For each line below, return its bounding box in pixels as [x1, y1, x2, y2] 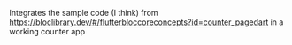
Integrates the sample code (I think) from [9, 8, 158, 18]
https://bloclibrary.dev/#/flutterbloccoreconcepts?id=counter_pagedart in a [9, 17, 284, 27]
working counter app [9, 26, 86, 36]
